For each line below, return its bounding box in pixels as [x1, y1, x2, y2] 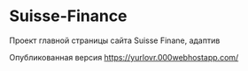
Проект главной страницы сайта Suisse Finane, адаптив [9, 35, 221, 46]
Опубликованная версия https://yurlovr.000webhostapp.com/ [9, 52, 239, 62]
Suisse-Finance [9, 6, 128, 26]
